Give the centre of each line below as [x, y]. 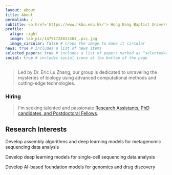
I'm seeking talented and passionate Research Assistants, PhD [84, 108]
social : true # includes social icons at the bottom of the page [76, 58]
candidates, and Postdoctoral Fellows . [58, 113]
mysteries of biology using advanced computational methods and [87, 78]
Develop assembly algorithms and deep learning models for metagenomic [83, 142]
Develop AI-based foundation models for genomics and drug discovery [80, 167]
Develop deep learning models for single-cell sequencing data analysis [80, 157]
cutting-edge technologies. [47, 83]
